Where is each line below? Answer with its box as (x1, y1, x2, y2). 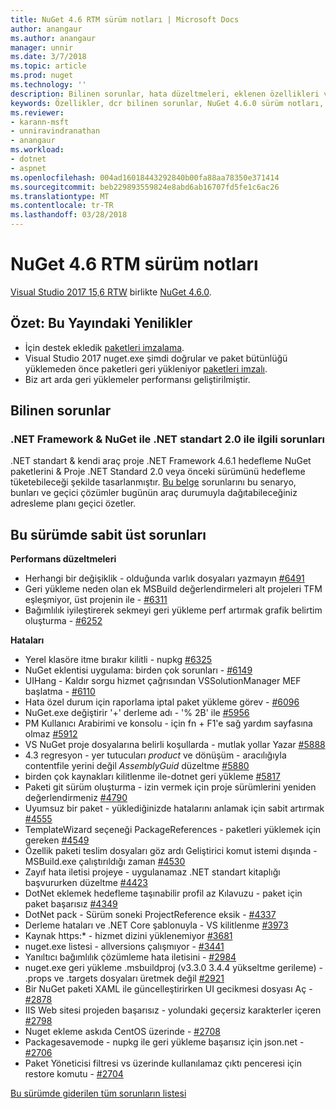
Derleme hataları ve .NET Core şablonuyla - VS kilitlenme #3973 (24, 919, 289, 931)
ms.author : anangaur (10, 33, 97, 43)
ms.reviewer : (10, 107, 65, 118)
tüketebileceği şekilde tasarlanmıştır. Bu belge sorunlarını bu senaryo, (10, 476, 297, 488)
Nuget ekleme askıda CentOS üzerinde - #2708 (24, 1026, 221, 1038)
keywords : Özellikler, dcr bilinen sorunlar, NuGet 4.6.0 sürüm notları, (10, 98, 325, 108)
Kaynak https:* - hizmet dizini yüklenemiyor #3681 (24, 930, 233, 942)
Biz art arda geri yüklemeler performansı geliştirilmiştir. (24, 373, 251, 385)
